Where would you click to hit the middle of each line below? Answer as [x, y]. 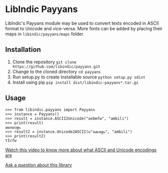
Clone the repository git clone [44, 62]
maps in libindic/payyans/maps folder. [45, 34]
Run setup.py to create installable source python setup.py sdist [79, 77]
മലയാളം [13, 127]
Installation [23, 50]
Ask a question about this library [39, 165]
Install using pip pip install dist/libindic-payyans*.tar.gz [75, 82]
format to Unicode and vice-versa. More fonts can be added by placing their [84, 28]
